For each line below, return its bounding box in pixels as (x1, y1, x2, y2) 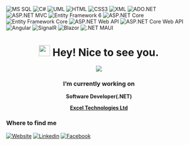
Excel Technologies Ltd (69, 104, 128, 112)
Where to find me (6, 119, 57, 127)
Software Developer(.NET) (65, 93, 132, 100)
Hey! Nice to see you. (52, 46, 159, 59)
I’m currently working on (62, 79, 135, 87)
